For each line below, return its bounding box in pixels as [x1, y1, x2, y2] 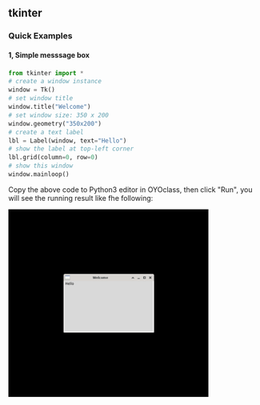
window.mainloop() [8, 170, 70, 178]
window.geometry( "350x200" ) [8, 119, 102, 127]
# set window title [8, 94, 74, 102]
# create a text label [8, 128, 84, 136]
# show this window [8, 162, 74, 170]
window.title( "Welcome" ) [8, 103, 91, 111]
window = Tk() [8, 86, 56, 94]
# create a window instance [8, 78, 102, 86]
